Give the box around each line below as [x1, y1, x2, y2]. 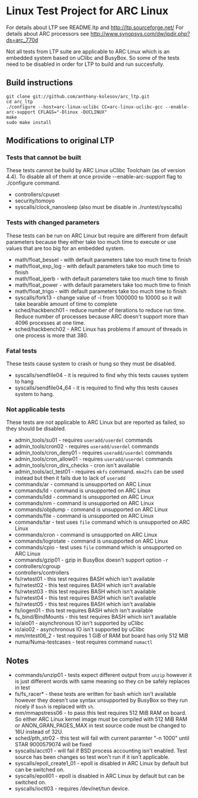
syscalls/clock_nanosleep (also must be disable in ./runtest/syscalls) [14, 204, 183, 211]
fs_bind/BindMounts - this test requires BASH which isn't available [14, 613, 177, 620]
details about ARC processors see [6, 30, 90, 37]
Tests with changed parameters [6, 218, 100, 227]
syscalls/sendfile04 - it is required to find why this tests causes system [14, 372, 189, 379]
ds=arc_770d [6, 36, 39, 43]
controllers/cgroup [14, 563, 60, 570]
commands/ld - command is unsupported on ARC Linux [14, 487, 151, 494]
